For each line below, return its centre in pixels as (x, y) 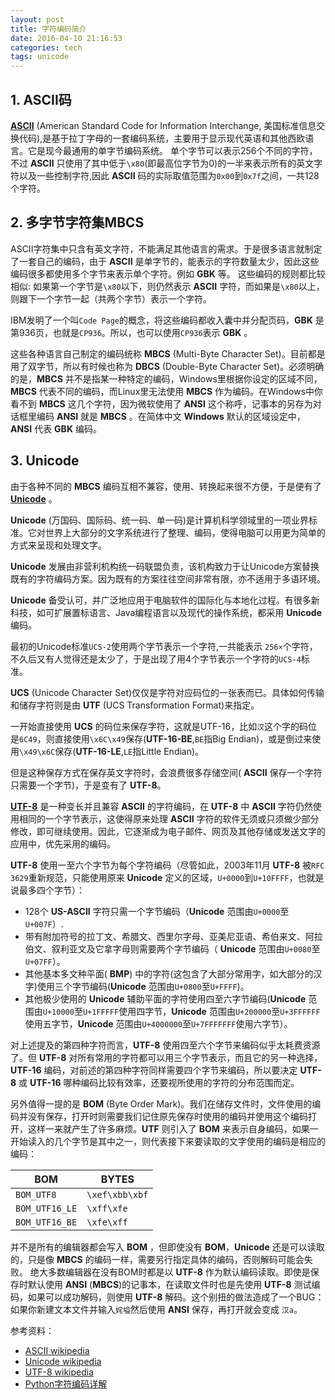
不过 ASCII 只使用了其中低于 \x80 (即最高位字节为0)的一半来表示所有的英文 (162, 163)
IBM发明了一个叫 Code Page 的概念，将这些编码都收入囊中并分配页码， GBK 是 (167, 320)
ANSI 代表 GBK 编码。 (56, 428)
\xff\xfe (107, 1208)
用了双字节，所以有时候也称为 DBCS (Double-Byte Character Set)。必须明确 (167, 366)
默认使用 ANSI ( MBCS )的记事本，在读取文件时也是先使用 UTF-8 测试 (169, 1284)
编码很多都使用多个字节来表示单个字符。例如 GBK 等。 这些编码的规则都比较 (168, 273)
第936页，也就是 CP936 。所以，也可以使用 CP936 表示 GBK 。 (131, 332)
